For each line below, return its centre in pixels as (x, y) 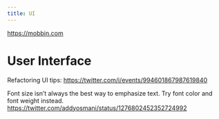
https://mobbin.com (35, 33)
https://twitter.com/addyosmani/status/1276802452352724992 (97, 108)
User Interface (49, 61)
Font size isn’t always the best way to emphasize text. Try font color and (110, 93)
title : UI (21, 13)
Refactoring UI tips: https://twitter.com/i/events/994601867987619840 (107, 80)
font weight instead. (36, 100)
